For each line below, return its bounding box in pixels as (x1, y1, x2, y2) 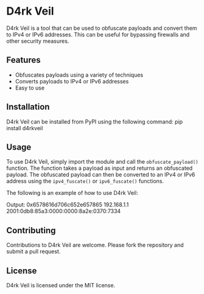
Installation (6, 102, 50, 112)
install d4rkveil (6, 124, 43, 131)
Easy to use (15, 84, 44, 91)
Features (6, 55, 41, 65)
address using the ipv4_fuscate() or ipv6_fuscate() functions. (6, 178, 164, 185)
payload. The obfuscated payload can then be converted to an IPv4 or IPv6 (6, 171, 195, 178)
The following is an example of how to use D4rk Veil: (6, 189, 138, 197)
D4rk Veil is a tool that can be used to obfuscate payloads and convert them (6, 24, 197, 32)
